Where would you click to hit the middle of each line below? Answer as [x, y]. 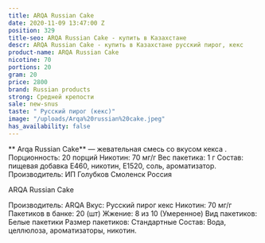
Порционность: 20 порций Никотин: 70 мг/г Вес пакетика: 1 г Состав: [126, 157]
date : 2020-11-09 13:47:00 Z [57, 23]
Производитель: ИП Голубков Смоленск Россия [90, 174]
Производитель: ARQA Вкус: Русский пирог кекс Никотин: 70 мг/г [120, 205]
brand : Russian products [49, 89]
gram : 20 [23, 75]
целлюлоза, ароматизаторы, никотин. [72, 230]
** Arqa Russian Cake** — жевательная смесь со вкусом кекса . [118, 148]
